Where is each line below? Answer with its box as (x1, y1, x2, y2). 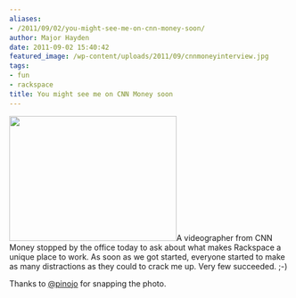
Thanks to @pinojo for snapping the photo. (9, 277, 167, 289)
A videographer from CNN (177, 232, 274, 243)
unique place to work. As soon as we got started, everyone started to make (9, 251, 285, 262)
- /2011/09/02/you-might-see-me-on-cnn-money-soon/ (9, 23, 205, 33)
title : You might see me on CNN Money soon (9, 89, 174, 98)
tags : (9, 62, 29, 70)
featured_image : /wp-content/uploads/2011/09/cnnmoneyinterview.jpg (9, 52, 269, 62)
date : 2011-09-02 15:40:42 (9, 43, 110, 52)
